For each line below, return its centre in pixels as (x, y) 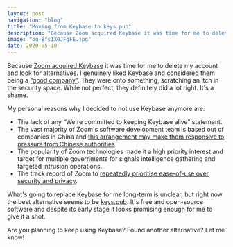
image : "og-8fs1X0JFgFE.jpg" (49, 40)
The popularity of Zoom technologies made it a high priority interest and (120, 151)
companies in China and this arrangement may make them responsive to (121, 137)
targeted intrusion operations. (60, 166)
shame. (18, 95)
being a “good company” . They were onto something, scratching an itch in (113, 80)
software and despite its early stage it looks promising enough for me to (110, 209)
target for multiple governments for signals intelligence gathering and (116, 159)
